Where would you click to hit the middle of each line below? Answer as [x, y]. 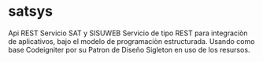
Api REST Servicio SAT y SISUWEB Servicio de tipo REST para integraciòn [128, 33]
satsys [31, 11]
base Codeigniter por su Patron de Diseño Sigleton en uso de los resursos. [129, 49]
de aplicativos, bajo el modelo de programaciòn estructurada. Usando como [131, 41]
